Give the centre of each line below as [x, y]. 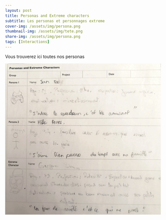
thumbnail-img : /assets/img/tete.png [44, 31]
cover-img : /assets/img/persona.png [43, 26]
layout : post [19, 10]
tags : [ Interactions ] [27, 42]
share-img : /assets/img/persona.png [43, 37]
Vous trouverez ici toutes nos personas [45, 56]
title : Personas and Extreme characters [47, 16]
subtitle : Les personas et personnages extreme [55, 21]
